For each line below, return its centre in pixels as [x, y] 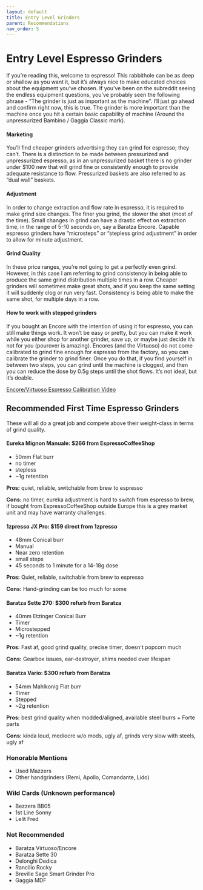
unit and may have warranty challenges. [56, 513]
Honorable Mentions [37, 757]
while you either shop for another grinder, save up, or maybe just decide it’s [101, 339]
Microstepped [32, 629]
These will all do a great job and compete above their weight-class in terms [100, 423]
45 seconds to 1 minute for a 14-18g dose [67, 565]
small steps [29, 559]
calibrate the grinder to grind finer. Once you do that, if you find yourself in [99, 358]
